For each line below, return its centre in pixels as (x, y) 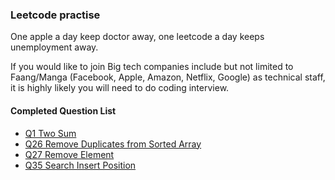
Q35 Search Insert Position (80, 165)
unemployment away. (54, 47)
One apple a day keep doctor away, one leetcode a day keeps (137, 37)
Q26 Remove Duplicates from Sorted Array (113, 144)
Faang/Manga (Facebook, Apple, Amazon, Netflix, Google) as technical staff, (168, 77)
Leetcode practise (55, 15)
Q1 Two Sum (50, 133)
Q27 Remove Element (69, 154)
